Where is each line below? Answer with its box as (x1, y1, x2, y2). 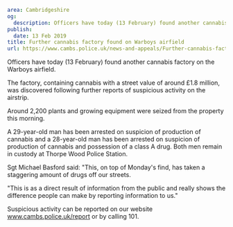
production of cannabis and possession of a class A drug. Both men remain (7, 142, 223, 151)
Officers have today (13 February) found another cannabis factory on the (7, 58, 215, 66)
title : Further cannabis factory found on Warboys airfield (7, 39, 185, 46)
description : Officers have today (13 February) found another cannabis (13, 19, 228, 26)
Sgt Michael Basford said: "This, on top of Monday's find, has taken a (7, 163, 206, 171)
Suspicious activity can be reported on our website (7, 205, 153, 213)
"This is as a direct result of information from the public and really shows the (7, 184, 226, 192)
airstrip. (7, 94, 29, 102)
